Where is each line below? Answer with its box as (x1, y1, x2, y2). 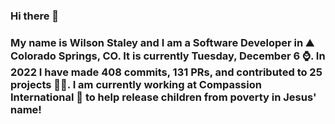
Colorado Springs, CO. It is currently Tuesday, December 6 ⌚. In (10, 49, 326, 63)
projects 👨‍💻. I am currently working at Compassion (10, 77, 262, 91)
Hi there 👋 (10, 9, 60, 23)
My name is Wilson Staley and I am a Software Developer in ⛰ (10, 35, 315, 49)
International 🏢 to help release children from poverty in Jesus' (10, 90, 317, 104)
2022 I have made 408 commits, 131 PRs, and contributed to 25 (10, 65, 323, 79)
